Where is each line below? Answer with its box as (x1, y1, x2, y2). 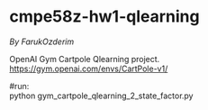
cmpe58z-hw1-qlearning (9, 6, 200, 27)
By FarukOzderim (9, 36, 75, 47)
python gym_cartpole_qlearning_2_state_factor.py (9, 90, 194, 101)
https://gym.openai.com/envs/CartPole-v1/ (9, 63, 168, 74)
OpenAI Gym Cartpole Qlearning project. (9, 53, 160, 64)
